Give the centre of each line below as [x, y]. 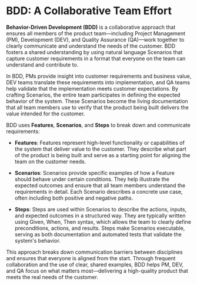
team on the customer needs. [50, 161]
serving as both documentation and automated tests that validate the [98, 234]
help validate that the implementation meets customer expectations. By [92, 88]
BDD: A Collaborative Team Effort [89, 11]
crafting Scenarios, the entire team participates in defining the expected [93, 95]
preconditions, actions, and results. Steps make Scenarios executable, [100, 228]
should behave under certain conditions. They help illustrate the [92, 179]
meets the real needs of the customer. [52, 277]
